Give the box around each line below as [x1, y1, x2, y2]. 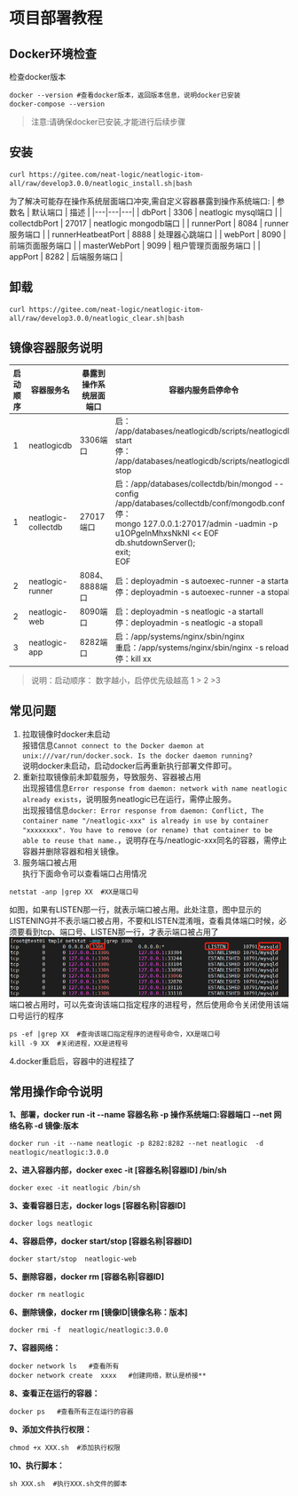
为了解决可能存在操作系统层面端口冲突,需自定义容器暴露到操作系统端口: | [9, 195, 275, 206]
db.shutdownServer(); [114, 537, 196, 548]
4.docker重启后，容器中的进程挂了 [9, 1055, 136, 1066]
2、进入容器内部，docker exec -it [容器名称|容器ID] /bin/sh [9, 1165, 228, 1175]
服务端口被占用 [21, 856, 77, 867]
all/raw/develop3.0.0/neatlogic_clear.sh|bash [9, 314, 184, 322]
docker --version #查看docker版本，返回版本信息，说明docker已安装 [9, 91, 241, 99]
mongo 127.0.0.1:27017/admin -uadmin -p [114, 519, 278, 529]
